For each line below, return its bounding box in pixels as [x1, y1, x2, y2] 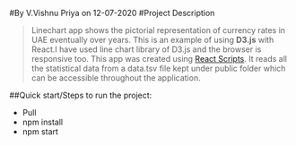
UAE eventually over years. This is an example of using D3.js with [30, 35, 274, 45]
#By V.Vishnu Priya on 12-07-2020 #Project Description [9, 8, 215, 18]
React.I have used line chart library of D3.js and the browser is [30, 44, 262, 55]
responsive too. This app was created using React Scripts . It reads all [30, 54, 287, 64]
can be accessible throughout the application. [30, 73, 201, 83]
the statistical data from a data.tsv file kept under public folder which [30, 63, 286, 73]
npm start [22, 126, 58, 137]
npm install [22, 116, 64, 127]
